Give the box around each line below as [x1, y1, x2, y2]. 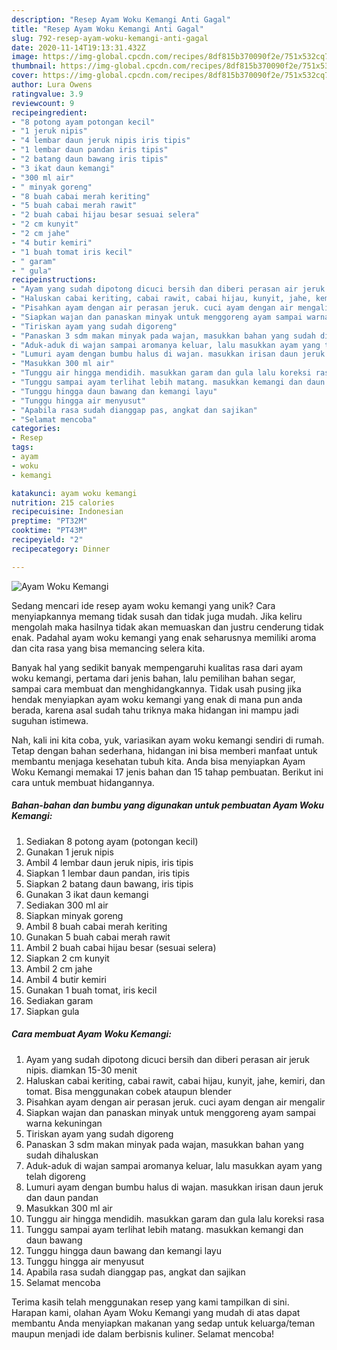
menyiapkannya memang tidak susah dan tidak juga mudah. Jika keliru [11, 610, 303, 622]
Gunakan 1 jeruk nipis [25, 846, 114, 858]
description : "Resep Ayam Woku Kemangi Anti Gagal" [11, 14, 231, 25]
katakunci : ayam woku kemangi [11, 488, 138, 498]
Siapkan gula [25, 1005, 80, 1017]
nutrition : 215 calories [11, 497, 115, 508]
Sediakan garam [25, 994, 94, 1006]
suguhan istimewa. [11, 714, 89, 726]
